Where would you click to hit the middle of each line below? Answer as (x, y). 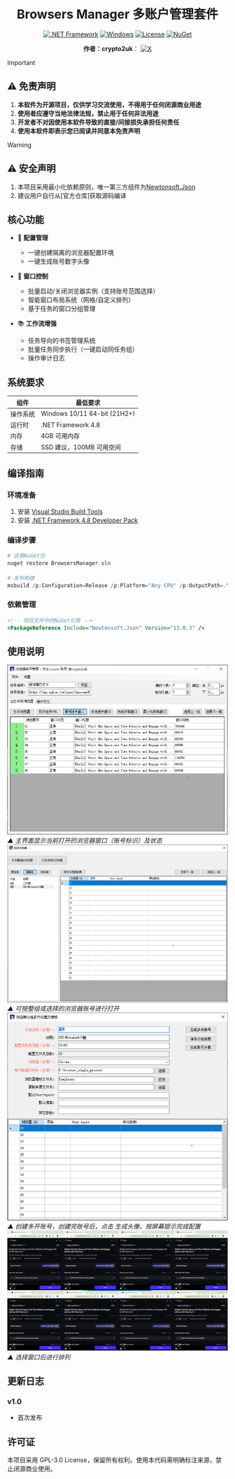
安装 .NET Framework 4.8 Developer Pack (78, 520)
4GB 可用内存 (60, 436)
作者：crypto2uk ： (111, 48)
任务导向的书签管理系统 (62, 341)
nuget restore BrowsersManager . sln (59, 563)
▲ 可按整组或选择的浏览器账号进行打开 (64, 1008)
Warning (19, 145)
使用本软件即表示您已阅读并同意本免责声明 (79, 131)
